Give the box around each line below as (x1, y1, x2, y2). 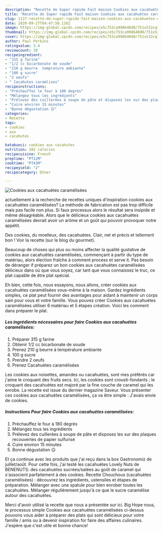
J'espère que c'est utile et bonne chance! (5, 523, 88, 529)
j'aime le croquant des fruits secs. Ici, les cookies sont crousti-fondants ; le (5, 377, 155, 383)
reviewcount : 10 (5, 48, 38, 53)
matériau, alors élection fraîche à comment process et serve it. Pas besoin (5, 257, 154, 263)
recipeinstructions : (5, 84, 47, 89)
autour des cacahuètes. (5, 493, 52, 498)
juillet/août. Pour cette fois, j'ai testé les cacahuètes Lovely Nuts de (5, 461, 139, 467)
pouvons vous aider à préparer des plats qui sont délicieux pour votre (5, 512, 144, 518)
